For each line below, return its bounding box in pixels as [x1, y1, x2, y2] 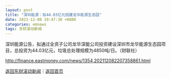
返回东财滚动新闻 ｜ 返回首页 [5, 68, 64, 74]
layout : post [5, 7, 33, 13]
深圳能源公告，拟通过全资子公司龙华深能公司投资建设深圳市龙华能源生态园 [5, 41, 161, 47]
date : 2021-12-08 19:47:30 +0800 [5, 17, 76, 22]
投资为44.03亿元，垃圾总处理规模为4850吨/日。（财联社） [18, 47, 140, 54]
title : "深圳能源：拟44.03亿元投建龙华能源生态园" [5, 12, 102, 17]
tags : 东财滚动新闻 [5, 27, 42, 32]
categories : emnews [5, 21, 47, 27]
